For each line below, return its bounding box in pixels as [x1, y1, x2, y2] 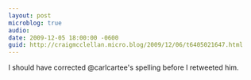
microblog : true [8, 19, 62, 27]
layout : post [8, 11, 52, 20]
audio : [8, 26, 30, 34]
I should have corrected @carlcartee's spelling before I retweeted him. [8, 63, 240, 72]
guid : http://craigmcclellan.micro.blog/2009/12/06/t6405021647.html [8, 41, 244, 49]
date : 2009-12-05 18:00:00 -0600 [8, 33, 119, 42]
